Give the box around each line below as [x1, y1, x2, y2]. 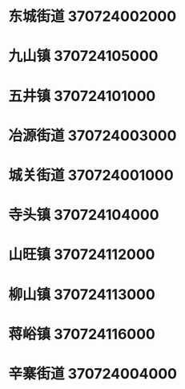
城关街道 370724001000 [8, 166, 174, 184]
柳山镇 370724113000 [8, 286, 156, 303]
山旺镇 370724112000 [8, 245, 155, 264]
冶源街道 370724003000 [8, 126, 177, 144]
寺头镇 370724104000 [8, 206, 159, 225]
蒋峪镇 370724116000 [8, 325, 156, 343]
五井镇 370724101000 [8, 87, 156, 105]
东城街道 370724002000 [8, 7, 177, 26]
